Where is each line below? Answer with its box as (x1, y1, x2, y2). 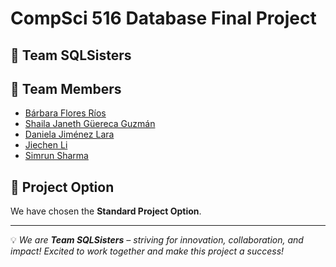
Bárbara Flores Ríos (24, 107, 107, 119)
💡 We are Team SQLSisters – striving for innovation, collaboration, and (10, 234, 304, 246)
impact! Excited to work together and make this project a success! (10, 245, 285, 257)
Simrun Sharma (24, 150, 89, 162)
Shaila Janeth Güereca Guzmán (24, 118, 156, 130)
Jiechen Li (24, 139, 68, 151)
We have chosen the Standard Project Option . (10, 205, 202, 217)
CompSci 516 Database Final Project (10, 7, 317, 30)
